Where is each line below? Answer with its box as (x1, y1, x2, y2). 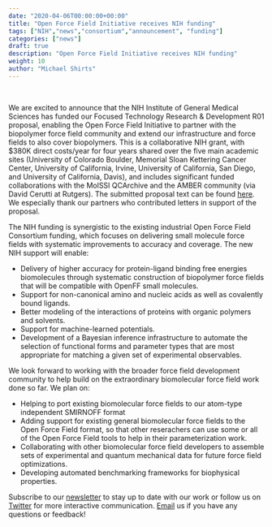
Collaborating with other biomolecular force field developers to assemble (19, 442, 265, 451)
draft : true (8, 42, 49, 50)
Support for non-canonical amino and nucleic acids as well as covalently (19, 289, 264, 299)
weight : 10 (8, 58, 45, 66)
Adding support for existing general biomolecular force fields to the (19, 416, 246, 425)
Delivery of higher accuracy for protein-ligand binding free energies (19, 263, 248, 273)
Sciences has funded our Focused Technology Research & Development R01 (8, 111, 265, 121)
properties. (19, 476, 58, 486)
